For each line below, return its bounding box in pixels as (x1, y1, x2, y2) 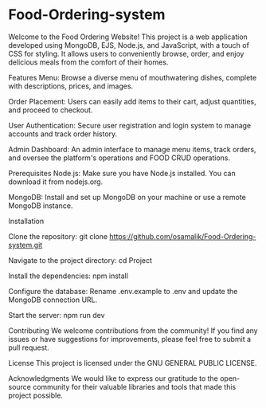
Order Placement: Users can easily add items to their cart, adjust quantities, (8, 96, 256, 106)
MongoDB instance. (8, 201, 73, 210)
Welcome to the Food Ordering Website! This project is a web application (8, 32, 248, 41)
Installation (8, 216, 45, 226)
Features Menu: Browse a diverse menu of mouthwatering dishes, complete (8, 73, 257, 82)
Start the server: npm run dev (8, 310, 105, 320)
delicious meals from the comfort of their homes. (8, 57, 169, 67)
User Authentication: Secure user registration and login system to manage (8, 120, 252, 130)
